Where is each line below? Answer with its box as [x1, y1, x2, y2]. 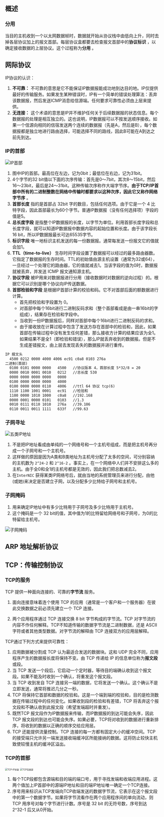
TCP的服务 [5, 576, 31, 583]
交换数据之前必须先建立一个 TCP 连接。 [16, 605, 96, 611]
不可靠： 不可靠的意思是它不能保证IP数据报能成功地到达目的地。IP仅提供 [12, 85, 159, 91]
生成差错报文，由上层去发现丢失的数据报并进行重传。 [19, 342, 127, 348]
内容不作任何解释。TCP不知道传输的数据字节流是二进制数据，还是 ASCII [12, 622, 157, 627]
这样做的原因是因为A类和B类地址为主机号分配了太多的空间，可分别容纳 [12, 454, 155, 460]
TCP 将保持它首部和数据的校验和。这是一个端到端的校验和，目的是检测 [12, 692, 155, 698]
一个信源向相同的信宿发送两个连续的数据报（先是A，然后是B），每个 [16, 122, 153, 128]
